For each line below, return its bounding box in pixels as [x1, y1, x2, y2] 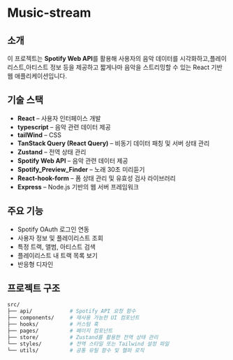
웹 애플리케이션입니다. [7, 72, 68, 80]
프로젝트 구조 [7, 282, 61, 294]
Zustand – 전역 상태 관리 [17, 147, 87, 156]
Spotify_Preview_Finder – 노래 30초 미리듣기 [17, 165, 145, 173]
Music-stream [7, 5, 91, 21]
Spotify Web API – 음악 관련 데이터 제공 [17, 156, 128, 165]
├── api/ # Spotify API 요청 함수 [7, 308, 136, 315]
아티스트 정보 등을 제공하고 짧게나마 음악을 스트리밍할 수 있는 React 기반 [25, 63, 223, 71]
